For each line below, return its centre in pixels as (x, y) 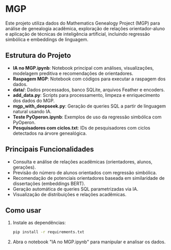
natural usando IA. (32, 111)
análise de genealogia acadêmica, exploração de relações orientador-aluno (85, 28)
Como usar (23, 210)
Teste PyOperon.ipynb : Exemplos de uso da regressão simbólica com (87, 117)
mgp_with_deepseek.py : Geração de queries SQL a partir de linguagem (89, 106)
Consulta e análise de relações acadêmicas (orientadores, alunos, (82, 161)
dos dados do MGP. (34, 100)
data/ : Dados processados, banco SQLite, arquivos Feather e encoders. (89, 90)
